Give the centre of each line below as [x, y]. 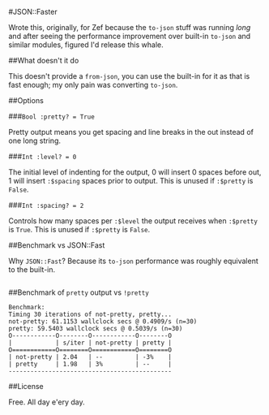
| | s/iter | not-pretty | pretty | [90, 343]
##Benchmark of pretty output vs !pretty [79, 292]
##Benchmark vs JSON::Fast [57, 245]
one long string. [35, 140]
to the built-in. [32, 270]
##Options [26, 100]
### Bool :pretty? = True [51, 116]
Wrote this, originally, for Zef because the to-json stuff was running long [130, 27]
